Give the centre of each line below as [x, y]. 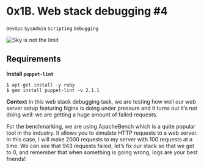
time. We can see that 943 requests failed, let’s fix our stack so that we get [100, 146]
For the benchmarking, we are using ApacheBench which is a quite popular [101, 126]
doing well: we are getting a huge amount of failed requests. [82, 115]
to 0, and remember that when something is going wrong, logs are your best [102, 152]
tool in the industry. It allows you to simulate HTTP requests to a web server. [102, 133]
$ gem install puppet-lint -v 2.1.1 [53, 90]
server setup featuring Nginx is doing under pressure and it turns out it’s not [102, 108]
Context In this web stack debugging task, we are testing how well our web [101, 101]
